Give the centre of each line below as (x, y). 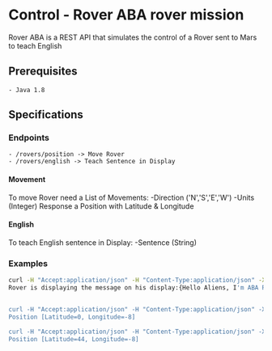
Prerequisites (43, 72)
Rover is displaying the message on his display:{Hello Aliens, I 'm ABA (134, 288)
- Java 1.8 (27, 90)
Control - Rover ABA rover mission (126, 15)
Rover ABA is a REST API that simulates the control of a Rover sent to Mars (133, 37)
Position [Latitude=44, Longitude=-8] (74, 339)
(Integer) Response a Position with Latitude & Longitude (101, 206)
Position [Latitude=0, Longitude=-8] (72, 317)
